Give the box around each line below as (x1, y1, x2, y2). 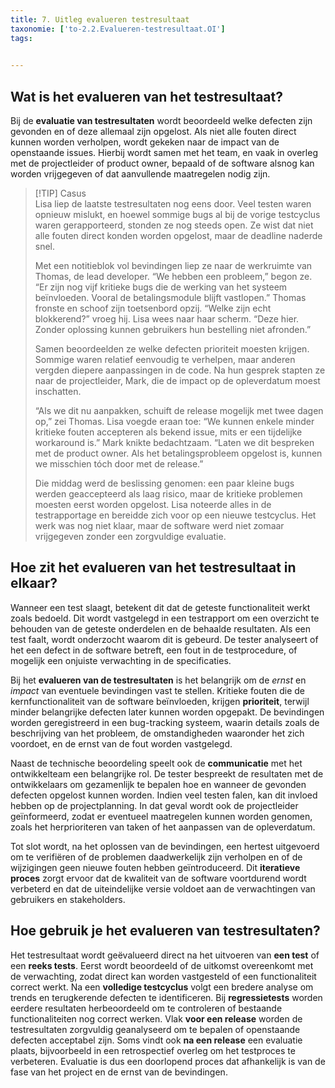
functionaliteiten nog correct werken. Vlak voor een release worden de (10, 1012, 303, 1025)
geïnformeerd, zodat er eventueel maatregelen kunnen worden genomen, (10, 810, 313, 822)
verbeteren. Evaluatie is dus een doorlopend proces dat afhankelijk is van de (10, 1055, 326, 1067)
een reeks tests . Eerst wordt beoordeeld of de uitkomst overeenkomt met (10, 959, 314, 971)
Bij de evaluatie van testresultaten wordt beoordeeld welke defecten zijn (10, 115, 313, 127)
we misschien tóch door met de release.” (34, 458, 204, 470)
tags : (10, 33, 33, 43)
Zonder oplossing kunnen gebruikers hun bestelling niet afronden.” (34, 324, 312, 336)
